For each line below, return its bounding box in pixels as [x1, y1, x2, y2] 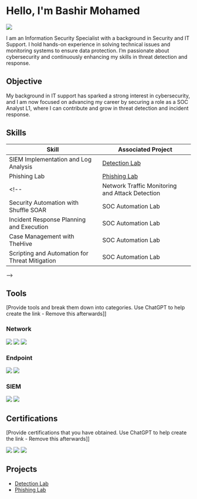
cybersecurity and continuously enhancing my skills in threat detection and [6, 53, 188, 60]
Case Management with [9, 232, 74, 240]
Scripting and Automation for [9, 249, 89, 257]
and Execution [9, 222, 49, 231]
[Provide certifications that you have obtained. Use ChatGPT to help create [6, 429, 187, 436]
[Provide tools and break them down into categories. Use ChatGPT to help [6, 304, 185, 311]
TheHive [9, 240, 32, 248]
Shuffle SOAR [9, 205, 47, 214]
